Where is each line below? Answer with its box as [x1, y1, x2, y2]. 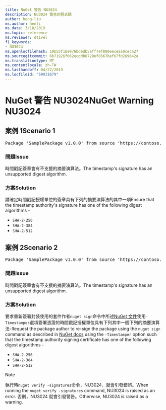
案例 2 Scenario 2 [5, 243, 58, 251]
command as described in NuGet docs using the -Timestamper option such [5, 331, 157, 337]
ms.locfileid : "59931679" [5, 72, 58, 77]
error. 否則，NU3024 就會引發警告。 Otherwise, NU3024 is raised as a [5, 393, 148, 399]
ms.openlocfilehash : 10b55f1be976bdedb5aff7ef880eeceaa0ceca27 [5, 49, 139, 54]
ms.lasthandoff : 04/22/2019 [5, 68, 63, 73]
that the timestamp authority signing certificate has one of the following [5, 336, 152, 342]
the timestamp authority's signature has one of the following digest [5, 202, 142, 208]
